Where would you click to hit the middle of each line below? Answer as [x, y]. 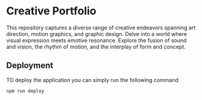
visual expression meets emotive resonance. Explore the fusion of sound [96, 40]
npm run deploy [25, 91]
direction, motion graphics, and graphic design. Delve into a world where [96, 34]
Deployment [30, 66]
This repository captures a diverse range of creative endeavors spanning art [101, 28]
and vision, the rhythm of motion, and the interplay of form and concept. [96, 47]
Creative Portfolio [51, 11]
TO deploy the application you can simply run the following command [93, 80]
